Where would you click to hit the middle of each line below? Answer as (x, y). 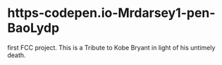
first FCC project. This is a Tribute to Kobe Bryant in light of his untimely (111, 47)
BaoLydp (33, 28)
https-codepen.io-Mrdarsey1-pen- (111, 13)
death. (17, 55)
